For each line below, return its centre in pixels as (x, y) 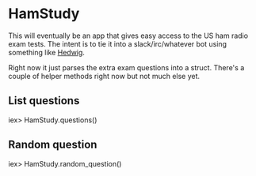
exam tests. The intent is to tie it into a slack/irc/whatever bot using (118, 43)
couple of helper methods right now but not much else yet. (104, 76)
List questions (44, 101)
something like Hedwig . (47, 52)
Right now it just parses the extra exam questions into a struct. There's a (126, 67)
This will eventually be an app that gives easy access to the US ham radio (128, 36)
